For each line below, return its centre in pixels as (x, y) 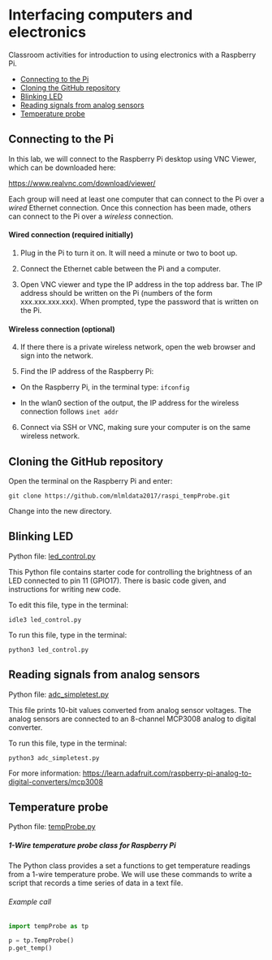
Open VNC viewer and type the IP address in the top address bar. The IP (141, 284)
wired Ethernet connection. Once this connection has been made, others (130, 207)
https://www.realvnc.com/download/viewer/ (82, 183)
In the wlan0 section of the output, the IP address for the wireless (130, 403)
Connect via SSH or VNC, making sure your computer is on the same (135, 428)
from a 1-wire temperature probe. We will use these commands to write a (130, 875)
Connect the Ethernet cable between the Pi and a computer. (120, 268)
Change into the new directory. (60, 510)
